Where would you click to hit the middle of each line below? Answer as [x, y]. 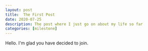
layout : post [19, 10]
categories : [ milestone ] [31, 29]
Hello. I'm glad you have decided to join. [47, 43]
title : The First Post [30, 15]
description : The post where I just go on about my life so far [74, 24]
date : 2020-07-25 [23, 19]
